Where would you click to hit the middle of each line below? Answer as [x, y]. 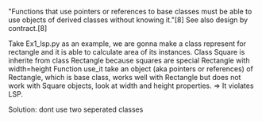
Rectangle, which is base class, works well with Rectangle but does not [125, 77]
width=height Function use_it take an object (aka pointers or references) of [131, 69]
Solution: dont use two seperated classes [76, 109]
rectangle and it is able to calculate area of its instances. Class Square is [127, 52]
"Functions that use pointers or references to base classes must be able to [130, 11]
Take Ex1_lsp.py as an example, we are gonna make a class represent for [127, 44]
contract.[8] [28, 28]
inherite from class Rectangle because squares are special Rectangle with [129, 60]
